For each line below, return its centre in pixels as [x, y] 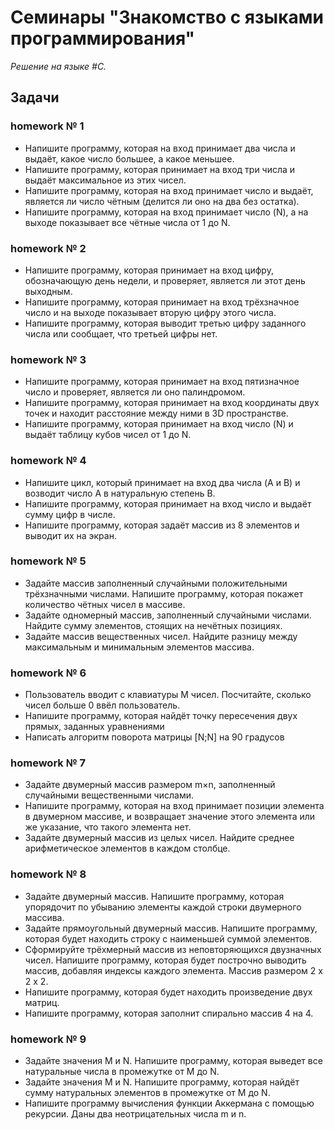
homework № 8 [48, 874]
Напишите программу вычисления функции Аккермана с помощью [169, 1103]
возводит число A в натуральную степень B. [120, 493]
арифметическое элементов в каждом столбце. [127, 848]
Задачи [35, 97]
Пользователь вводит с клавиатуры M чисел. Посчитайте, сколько [168, 695]
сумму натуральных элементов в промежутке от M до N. [147, 1092]
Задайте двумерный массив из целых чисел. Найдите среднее [159, 838]
